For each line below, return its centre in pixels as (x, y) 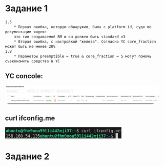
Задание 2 (27, 156)
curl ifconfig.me (30, 118)
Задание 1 (26, 9)
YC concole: (24, 76)
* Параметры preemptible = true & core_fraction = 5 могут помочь (83, 56)
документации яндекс (26, 32)
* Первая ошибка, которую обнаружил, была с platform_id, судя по (83, 27)
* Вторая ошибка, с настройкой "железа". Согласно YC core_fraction (85, 41)
